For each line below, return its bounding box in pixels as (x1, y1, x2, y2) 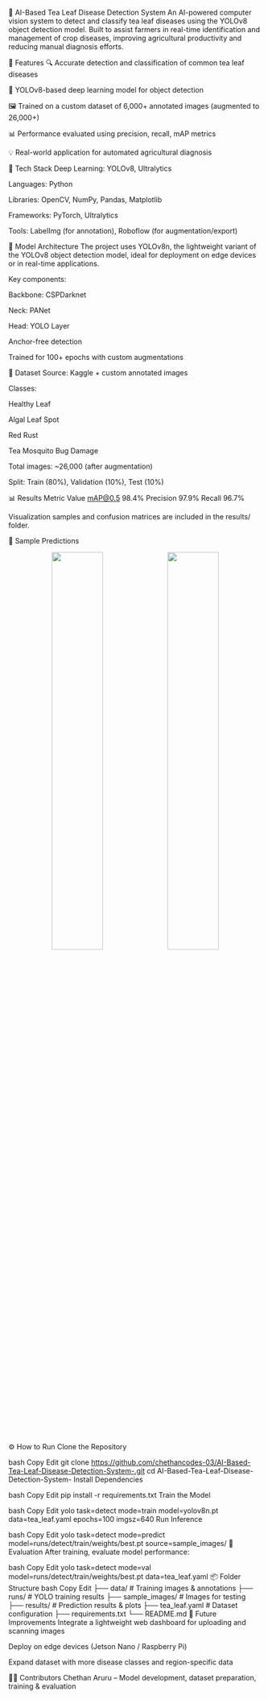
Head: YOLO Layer (8, 321, 70, 330)
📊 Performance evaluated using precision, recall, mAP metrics (8, 129, 216, 138)
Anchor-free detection (8, 337, 83, 346)
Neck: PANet (8, 306, 51, 315)
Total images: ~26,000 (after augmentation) (8, 461, 153, 471)
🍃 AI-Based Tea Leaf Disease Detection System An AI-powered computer (8, 8, 252, 17)
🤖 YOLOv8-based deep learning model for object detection (8, 85, 204, 94)
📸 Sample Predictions (8, 536, 80, 545)
